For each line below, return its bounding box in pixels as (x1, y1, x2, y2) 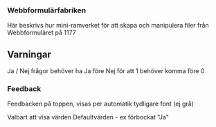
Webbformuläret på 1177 (7, 28, 76, 37)
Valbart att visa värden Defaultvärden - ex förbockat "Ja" (7, 113, 170, 121)
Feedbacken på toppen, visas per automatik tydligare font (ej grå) (7, 99, 194, 108)
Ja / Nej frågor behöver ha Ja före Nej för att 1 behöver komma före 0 (7, 67, 205, 75)
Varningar (7, 48, 52, 60)
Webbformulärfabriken (7, 6, 87, 15)
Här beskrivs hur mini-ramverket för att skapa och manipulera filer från (7, 21, 209, 30)
